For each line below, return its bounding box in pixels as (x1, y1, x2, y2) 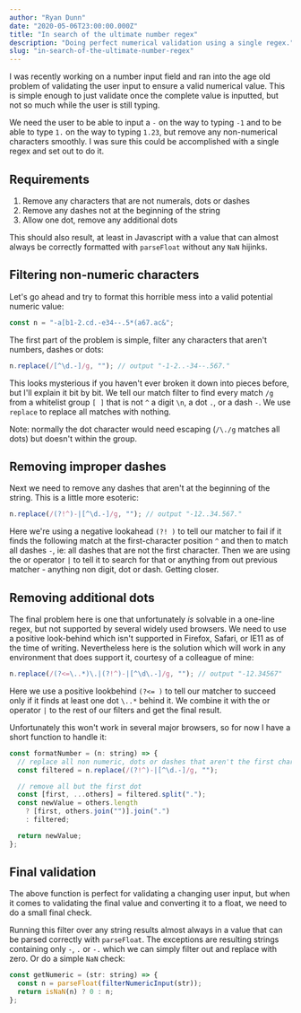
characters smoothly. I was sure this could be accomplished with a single (9, 136, 279, 147)
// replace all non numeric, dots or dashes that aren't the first (17, 757, 275, 766)
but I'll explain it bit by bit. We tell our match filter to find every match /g (9, 387, 274, 397)
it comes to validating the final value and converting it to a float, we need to (9, 898, 288, 909)
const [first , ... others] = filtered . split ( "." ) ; (17, 790, 206, 799)
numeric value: (9, 301, 64, 311)
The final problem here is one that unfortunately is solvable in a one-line (9, 614, 275, 624)
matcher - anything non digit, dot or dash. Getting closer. (9, 564, 219, 575)
